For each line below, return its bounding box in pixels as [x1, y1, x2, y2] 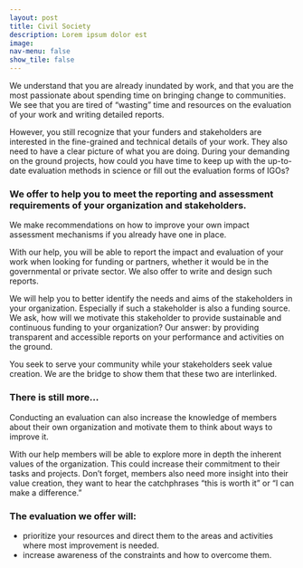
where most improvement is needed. [22, 540, 160, 551]
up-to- [267, 156, 292, 166]
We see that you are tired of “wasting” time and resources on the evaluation [9, 100, 292, 110]
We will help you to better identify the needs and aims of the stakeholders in [9, 294, 293, 304]
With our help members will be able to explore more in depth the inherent [9, 448, 282, 459]
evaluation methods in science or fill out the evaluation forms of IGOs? [27, 165, 290, 176]
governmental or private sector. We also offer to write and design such [9, 266, 273, 277]
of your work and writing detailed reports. [9, 110, 165, 120]
